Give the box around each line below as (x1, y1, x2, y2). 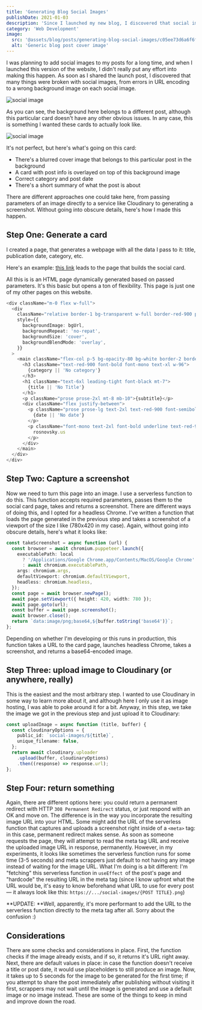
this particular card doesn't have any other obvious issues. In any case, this (6, 114, 194, 121)
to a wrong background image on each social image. (6, 84, 136, 92)
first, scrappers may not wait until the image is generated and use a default (6, 985, 192, 993)
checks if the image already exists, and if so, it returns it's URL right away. (6, 953, 190, 961)
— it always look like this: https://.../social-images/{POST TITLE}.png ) (6, 889, 185, 896)
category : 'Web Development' (6, 25, 79, 32)
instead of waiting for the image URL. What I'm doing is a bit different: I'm (6, 863, 188, 870)
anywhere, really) (6, 675, 73, 685)
